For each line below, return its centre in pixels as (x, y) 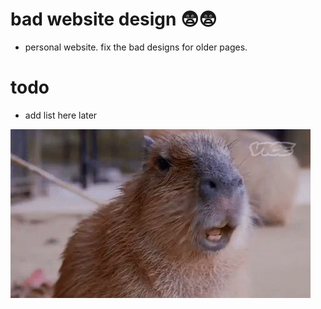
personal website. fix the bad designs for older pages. (136, 47)
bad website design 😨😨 (114, 19)
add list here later (61, 115)
